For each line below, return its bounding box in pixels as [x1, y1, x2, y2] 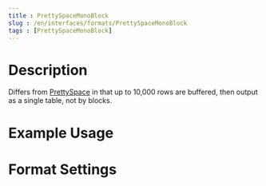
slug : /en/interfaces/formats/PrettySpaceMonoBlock [8, 19, 188, 27]
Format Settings [8, 160, 117, 178]
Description [8, 61, 88, 79]
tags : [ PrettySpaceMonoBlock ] [8, 26, 113, 34]
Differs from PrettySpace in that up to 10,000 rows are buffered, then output [8, 87, 258, 97]
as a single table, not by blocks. [8, 96, 113, 105]
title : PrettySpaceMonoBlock [8, 11, 109, 20]
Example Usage [8, 124, 114, 142]
